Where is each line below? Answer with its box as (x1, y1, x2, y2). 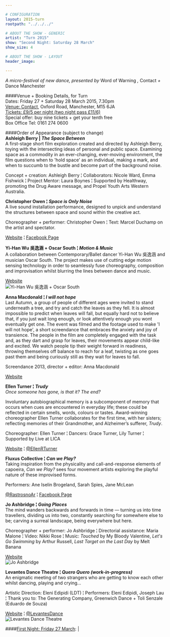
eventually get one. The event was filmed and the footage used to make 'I (5, 321, 160, 327)
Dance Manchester (5, 83, 45, 89)
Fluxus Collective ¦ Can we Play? (5, 455, 76, 461)
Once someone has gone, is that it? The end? (5, 388, 101, 395)
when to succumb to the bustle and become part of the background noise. (5, 162, 162, 168)
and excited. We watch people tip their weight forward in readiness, (5, 342, 148, 349)
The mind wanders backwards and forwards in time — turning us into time (5, 506, 161, 513)
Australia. (5, 188, 26, 194)
